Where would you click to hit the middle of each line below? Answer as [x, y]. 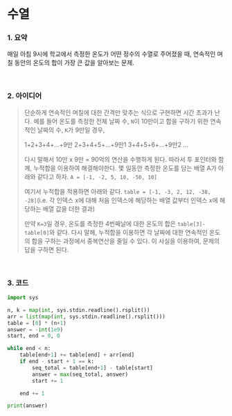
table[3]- [191, 224]
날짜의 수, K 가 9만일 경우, [71, 130]
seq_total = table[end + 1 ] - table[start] [93, 368]
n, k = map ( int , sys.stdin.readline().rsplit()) [79, 310]
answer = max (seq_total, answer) [80, 374]
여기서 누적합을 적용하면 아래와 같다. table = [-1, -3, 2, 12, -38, [117, 191]
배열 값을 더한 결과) [69, 208]
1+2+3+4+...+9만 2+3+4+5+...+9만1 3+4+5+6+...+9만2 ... [106, 144]
